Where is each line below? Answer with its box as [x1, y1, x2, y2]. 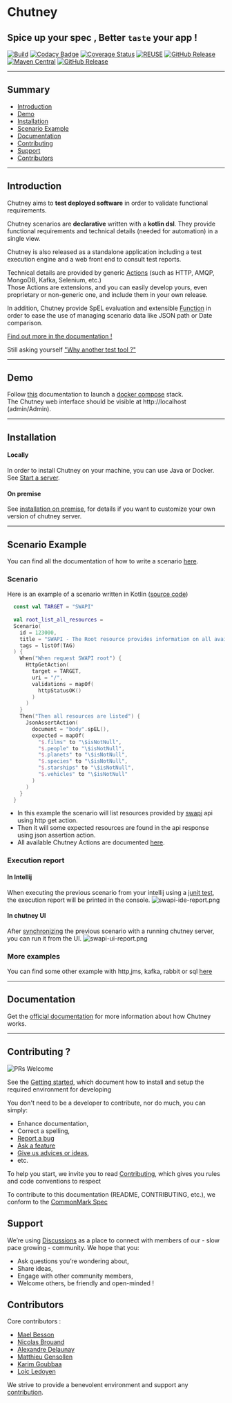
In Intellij [7, 873, 32, 881]
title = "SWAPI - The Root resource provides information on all [19, 635, 212, 642]
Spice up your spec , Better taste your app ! [7, 32, 198, 44]
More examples [7, 951, 61, 961]
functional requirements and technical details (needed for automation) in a [7, 226, 219, 235]
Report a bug [17, 1134, 55, 1142]
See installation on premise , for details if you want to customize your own [7, 505, 216, 513]
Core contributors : [7, 1317, 61, 1325]
